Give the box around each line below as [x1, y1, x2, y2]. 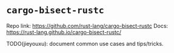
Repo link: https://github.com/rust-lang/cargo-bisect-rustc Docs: [6, 22, 169, 29]
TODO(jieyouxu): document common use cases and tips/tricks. [6, 40, 164, 47]
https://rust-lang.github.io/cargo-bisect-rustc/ [6, 29, 122, 36]
